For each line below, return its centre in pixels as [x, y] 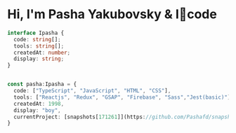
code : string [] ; [37, 39]
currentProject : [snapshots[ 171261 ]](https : [80, 117]
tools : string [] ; [39, 46]
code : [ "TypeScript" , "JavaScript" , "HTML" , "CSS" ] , [92, 91]
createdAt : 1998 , [39, 104]
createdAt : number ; [42, 52]
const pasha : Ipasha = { [42, 84]
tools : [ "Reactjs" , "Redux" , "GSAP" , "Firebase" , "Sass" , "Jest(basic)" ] [122, 97]
